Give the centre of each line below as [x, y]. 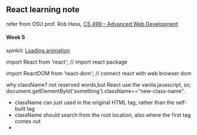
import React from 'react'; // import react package [67, 62]
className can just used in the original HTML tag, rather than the [95, 103]
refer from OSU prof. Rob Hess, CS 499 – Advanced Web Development [92, 24]
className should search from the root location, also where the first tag [102, 115]
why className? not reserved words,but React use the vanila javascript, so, [99, 85]
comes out [28, 121]
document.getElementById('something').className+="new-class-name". [96, 91]
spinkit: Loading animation [38, 51]
